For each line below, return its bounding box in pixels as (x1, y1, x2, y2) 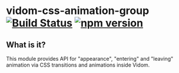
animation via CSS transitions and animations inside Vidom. (6, 61, 150, 68)
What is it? (6, 40, 46, 50)
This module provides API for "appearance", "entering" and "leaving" (6, 55, 174, 62)
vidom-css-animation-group (6, 4, 150, 18)
